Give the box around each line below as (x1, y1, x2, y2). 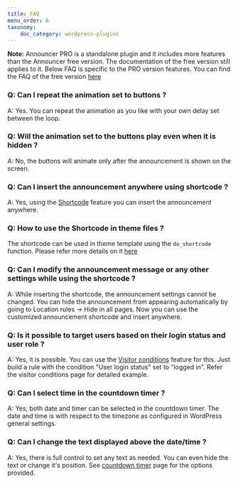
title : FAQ (7, 10, 40, 18)
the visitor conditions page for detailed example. (7, 370, 149, 379)
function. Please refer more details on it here (7, 247, 138, 256)
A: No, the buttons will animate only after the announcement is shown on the (7, 156, 231, 165)
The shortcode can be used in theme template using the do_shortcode (7, 240, 212, 248)
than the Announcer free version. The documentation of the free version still (7, 58, 231, 66)
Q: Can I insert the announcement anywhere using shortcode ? (7, 182, 229, 192)
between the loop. (7, 114, 60, 122)
